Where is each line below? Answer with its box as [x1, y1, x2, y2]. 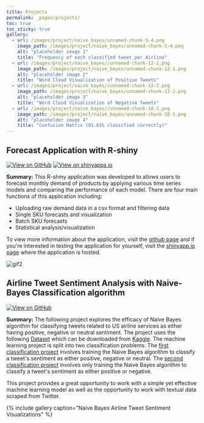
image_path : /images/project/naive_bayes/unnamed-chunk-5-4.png [17, 43, 184, 49]
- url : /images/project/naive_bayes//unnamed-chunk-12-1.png [12, 60, 171, 66]
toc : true [6, 20, 32, 26]
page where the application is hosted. [6, 248, 101, 256]
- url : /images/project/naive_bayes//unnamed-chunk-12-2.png [12, 83, 171, 89]
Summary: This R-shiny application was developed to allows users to [6, 173, 181, 180]
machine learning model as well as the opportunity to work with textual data [6, 386, 197, 393]
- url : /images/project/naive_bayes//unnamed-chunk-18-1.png [12, 105, 171, 112]
